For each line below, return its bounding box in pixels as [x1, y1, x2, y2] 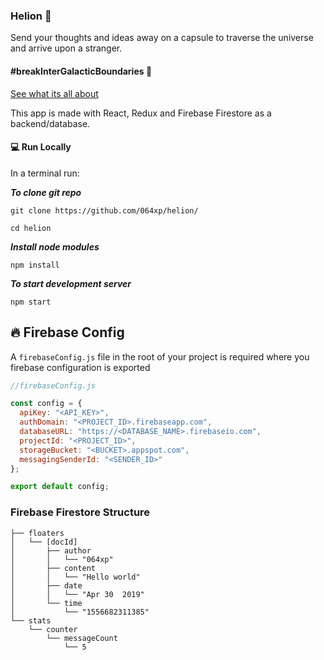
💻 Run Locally [10, 141, 72, 153]
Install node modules [10, 240, 100, 253]
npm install [10, 260, 60, 270]
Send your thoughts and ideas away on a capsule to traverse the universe [10, 32, 314, 44]
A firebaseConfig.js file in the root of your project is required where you [10, 350, 310, 363]
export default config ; [10, 482, 110, 492]
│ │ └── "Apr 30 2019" [10, 589, 145, 599]
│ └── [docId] [10, 537, 78, 547]
